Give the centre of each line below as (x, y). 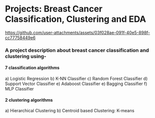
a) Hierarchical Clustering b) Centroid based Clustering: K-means (70, 111)
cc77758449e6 (20, 38)
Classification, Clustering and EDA (76, 19)
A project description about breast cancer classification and (77, 50)
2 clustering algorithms (29, 100)
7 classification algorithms (32, 68)
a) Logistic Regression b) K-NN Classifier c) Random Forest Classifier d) (77, 79)
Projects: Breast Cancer (54, 9)
